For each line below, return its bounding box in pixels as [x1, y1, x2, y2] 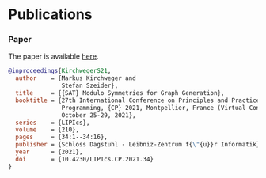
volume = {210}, [15, 126, 80, 134]
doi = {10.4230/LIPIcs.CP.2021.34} [15, 155, 154, 163]
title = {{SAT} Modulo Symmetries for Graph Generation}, [15, 89, 225, 97]
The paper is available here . [8, 51, 99, 61]
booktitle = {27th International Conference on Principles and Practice [15, 97, 260, 104]
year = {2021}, [15, 148, 83, 156]
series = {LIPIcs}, [15, 119, 90, 127]
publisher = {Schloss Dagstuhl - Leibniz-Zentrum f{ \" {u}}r [15, 141, 218, 149]
